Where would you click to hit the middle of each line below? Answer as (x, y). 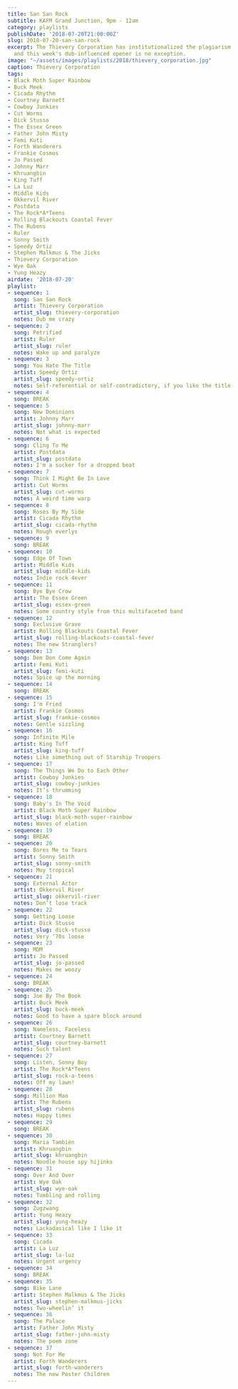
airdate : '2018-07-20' (41, 279)
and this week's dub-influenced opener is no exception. (100, 54)
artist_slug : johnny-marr (52, 425)
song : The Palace (40, 1321)
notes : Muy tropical (44, 870)
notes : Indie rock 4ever (51, 578)
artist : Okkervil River (49, 890)
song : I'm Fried (38, 704)
